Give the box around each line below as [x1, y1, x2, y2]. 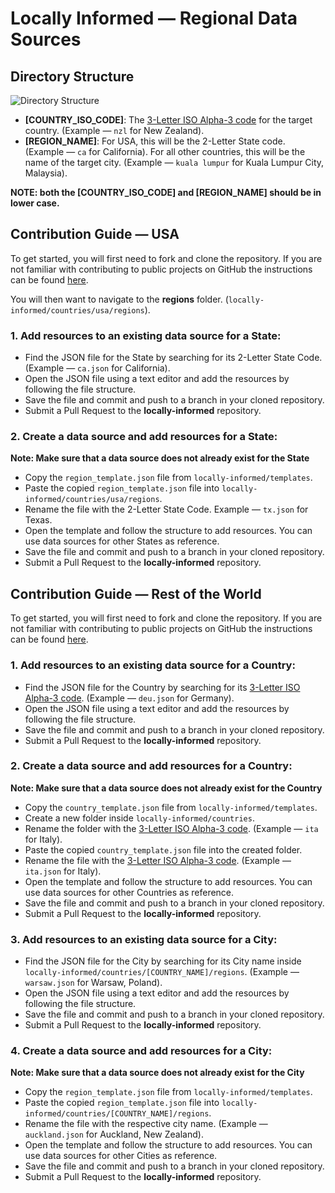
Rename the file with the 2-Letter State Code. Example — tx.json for [24, 503, 309, 516]
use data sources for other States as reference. [24, 535, 220, 547]
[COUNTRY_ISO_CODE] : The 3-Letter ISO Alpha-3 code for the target [24, 114, 313, 126]
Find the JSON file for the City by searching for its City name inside [24, 955, 302, 967]
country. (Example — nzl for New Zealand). [24, 125, 205, 136]
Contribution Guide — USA [10, 226, 180, 243]
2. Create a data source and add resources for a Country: [10, 759, 293, 773]
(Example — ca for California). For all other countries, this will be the [24, 146, 306, 157]
